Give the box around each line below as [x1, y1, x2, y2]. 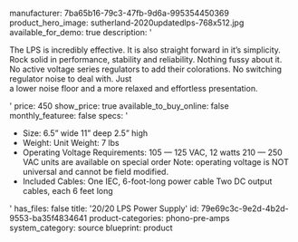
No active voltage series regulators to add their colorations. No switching [9, 63, 283, 74]
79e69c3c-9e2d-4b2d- [200, 203, 290, 214]
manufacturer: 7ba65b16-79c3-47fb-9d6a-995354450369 [9, 8, 229, 18]
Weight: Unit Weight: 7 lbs [22, 138, 120, 148]
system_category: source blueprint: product [9, 222, 174, 233]
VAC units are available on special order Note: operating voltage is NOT [22, 157, 290, 167]
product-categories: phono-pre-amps [89, 213, 230, 223]
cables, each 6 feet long [22, 186, 113, 196]
